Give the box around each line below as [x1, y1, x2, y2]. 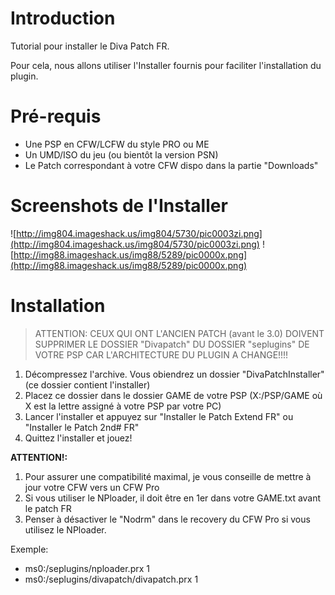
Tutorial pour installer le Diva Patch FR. [10, 40, 170, 52]
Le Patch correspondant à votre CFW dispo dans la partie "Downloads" [24, 159, 319, 171]
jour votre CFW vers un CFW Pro [24, 481, 160, 493]
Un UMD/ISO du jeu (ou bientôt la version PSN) [24, 148, 219, 161]
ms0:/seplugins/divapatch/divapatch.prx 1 [24, 573, 199, 585]
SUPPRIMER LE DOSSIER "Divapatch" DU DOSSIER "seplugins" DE [34, 338, 310, 350]
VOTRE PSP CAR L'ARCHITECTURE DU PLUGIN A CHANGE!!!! [34, 348, 289, 361]
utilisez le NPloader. [24, 523, 107, 536]
